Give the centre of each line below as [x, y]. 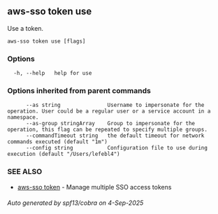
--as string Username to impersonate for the [115, 105]
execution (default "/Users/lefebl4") [64, 154]
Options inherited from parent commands [79, 91]
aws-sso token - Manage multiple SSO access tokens [94, 187]
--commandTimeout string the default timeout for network [115, 136]
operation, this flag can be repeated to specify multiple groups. [108, 130]
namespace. [23, 117]
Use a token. [26, 28]
